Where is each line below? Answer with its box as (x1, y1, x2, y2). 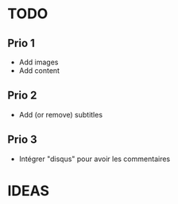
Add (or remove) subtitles (18, 110, 103, 119)
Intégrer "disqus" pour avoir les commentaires (18, 154, 171, 164)
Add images (18, 57, 59, 67)
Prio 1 (7, 37, 35, 50)
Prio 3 (7, 133, 37, 147)
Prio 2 (7, 89, 37, 102)
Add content (18, 66, 60, 75)
